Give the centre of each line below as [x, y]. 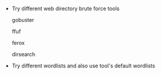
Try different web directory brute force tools [66, 9]
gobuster [23, 20]
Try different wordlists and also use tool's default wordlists [83, 66]
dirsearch [23, 54]
